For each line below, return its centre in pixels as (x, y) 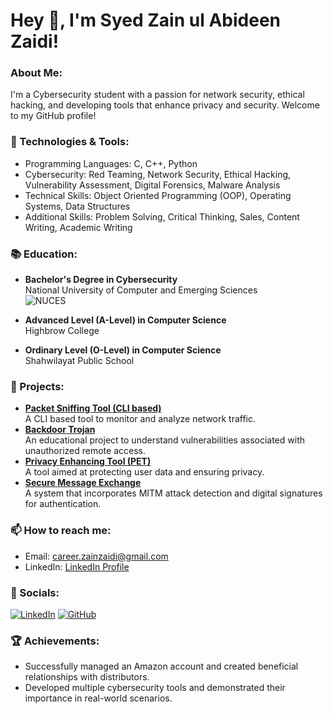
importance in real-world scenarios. (98, 698)
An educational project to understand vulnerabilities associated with (164, 440)
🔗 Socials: (35, 592)
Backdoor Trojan (60, 430)
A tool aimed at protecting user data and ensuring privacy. (144, 472)
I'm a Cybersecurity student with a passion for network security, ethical (157, 95)
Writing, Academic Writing (78, 227)
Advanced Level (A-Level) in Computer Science (125, 320)
